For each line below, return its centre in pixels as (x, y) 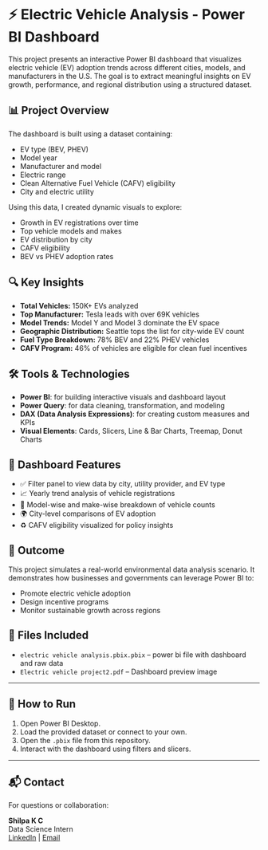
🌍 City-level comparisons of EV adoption (88, 514)
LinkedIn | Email (34, 838)
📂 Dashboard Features (65, 464)
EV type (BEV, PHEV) (54, 149)
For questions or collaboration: (59, 805)
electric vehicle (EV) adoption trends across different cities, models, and (127, 67)
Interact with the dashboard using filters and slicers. (105, 749)
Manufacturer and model (61, 166)
